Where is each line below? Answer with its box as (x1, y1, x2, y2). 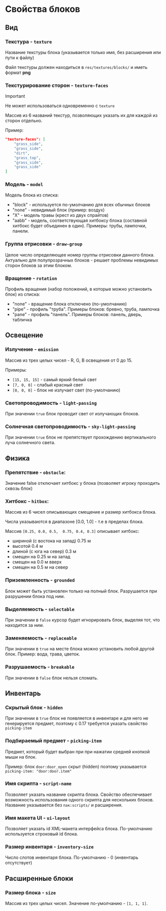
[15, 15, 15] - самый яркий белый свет (12, 376, 97, 383)
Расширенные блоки (5, 874, 73, 883)
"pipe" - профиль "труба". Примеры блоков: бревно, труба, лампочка (12, 306, 160, 312)
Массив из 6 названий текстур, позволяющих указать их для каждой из (5, 113, 158, 119)
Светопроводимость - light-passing (5, 399, 97, 406)
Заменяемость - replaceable (5, 634, 77, 641)
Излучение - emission (5, 346, 59, 353)
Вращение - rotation (5, 274, 57, 281)
